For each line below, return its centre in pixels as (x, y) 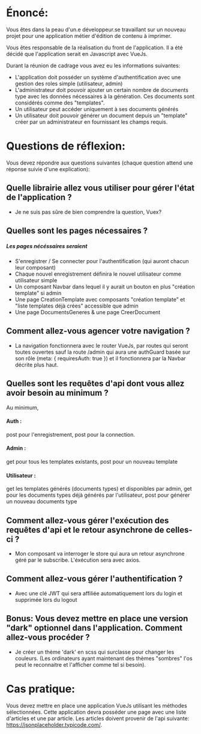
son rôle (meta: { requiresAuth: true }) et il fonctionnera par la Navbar (100, 358)
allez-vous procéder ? (48, 638)
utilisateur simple (36, 281)
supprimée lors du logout (46, 599)
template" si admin (38, 293)
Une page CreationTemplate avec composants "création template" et (100, 300)
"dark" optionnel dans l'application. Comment (94, 628)
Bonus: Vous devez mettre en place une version (97, 619)
